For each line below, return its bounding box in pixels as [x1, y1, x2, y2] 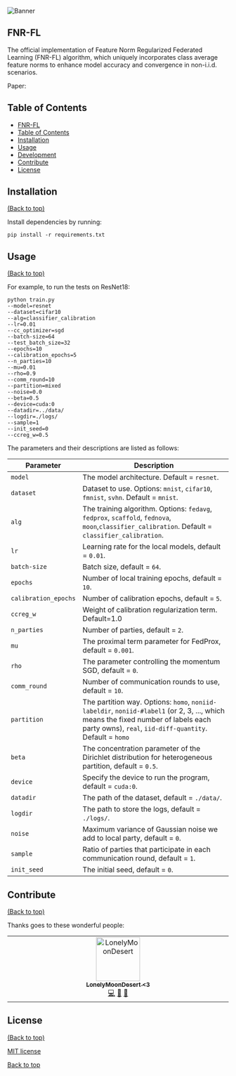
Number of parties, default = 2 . [82, 625, 184, 635]
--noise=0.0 [7, 388, 42, 396]
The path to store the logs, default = [82, 804, 202, 814]
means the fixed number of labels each [82, 715, 211, 725]
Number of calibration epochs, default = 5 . [82, 593, 222, 603]
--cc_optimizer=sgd [7, 327, 65, 334]
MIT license [7, 1047, 41, 1055]
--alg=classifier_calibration [7, 315, 96, 322]
